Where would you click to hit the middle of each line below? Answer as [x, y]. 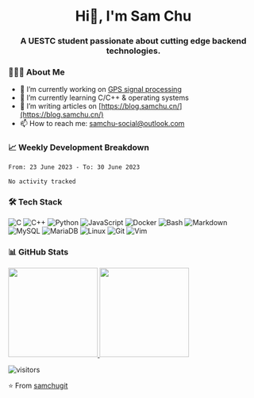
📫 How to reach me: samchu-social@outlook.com [102, 124]
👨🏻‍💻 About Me [37, 72]
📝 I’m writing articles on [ [60, 106]
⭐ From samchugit [38, 386]
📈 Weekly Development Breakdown [79, 147]
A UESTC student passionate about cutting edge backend [133, 41]
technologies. [133, 51]
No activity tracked [42, 182]
